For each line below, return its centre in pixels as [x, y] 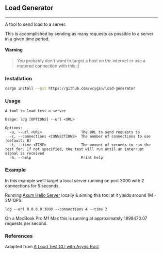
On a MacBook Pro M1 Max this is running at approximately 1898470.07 [76, 218]
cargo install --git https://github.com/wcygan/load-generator [70, 89]
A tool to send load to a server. [36, 24]
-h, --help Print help [56, 158]
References [19, 236]
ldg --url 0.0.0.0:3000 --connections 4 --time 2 [56, 209]
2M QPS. [14, 200]
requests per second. [26, 223]
